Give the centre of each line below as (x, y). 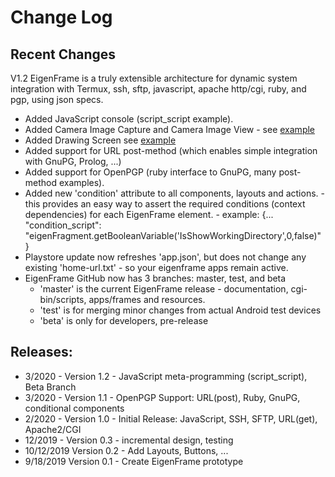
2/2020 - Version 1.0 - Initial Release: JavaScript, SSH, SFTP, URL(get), (171, 418)
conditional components (74, 408)
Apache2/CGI (53, 429)
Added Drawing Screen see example (100, 140)
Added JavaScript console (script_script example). (129, 119)
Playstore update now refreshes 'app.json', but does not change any (165, 257)
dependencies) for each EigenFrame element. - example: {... (149, 214)
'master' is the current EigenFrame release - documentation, (164, 289)
